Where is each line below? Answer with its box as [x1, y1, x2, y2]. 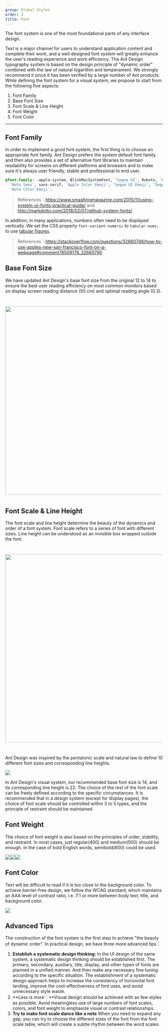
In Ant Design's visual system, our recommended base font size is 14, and [5, 779, 157, 785]
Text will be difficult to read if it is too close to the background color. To [5, 882, 151, 888]
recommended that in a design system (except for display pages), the [5, 795, 148, 801]
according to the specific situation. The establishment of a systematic [12, 972, 156, 978]
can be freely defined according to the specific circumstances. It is [5, 790, 143, 796]
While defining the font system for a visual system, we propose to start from [5, 77, 162, 83]
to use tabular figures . [5, 228, 51, 234]
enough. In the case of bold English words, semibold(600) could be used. [5, 844, 156, 850]
